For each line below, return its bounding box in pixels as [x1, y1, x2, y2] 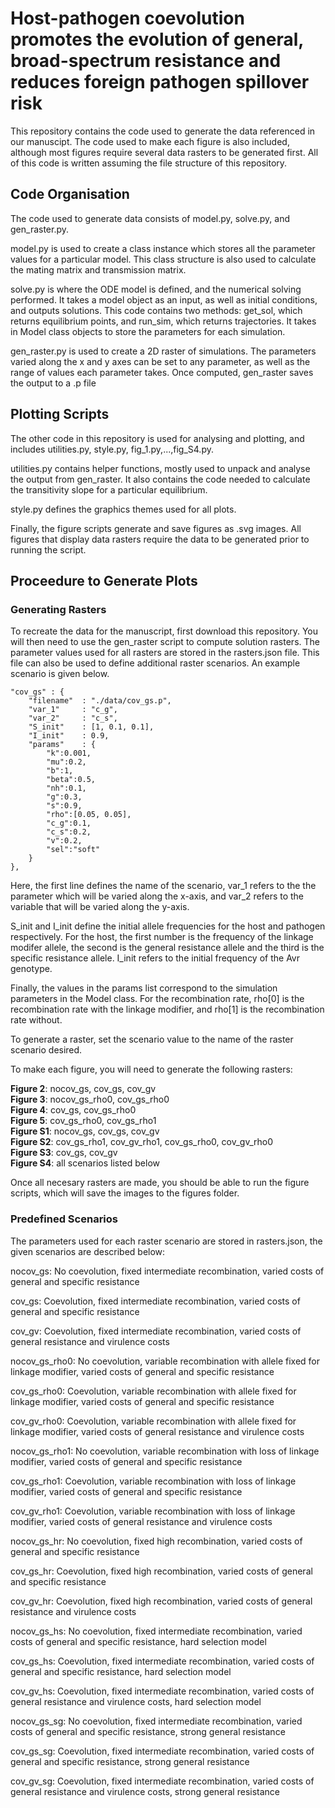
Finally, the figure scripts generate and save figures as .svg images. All [10, 522, 302, 534]
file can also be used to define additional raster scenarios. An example [10, 657, 301, 669]
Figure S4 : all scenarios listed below [10, 1157, 160, 1169]
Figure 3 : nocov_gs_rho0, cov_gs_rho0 [10, 1093, 170, 1106]
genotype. [10, 963, 53, 975]
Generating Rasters [10, 602, 107, 616]
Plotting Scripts [10, 406, 110, 423]
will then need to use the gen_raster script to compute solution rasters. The [10, 636, 320, 648]
